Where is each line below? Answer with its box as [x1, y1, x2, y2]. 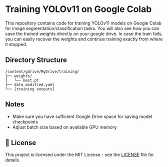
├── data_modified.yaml [5, 82, 55, 87]
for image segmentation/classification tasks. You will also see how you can [5, 25, 159, 31]
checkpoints [12, 118, 38, 124]
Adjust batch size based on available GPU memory [12, 124, 117, 130]
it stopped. [5, 41, 27, 47]
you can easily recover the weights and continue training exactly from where [5, 36, 163, 42]
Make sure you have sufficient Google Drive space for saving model [12, 113, 152, 119]
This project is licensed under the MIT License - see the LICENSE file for [5, 151, 154, 158]
